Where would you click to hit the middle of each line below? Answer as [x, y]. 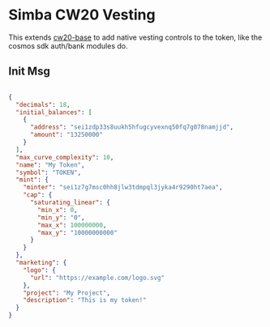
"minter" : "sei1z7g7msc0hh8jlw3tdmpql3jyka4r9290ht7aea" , [123, 188]
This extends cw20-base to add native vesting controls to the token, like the [135, 37]
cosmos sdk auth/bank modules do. [68, 45]
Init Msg [29, 72]
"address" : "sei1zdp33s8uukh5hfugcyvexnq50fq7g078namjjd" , [131, 127]
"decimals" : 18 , [43, 104]
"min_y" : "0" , [61, 217]
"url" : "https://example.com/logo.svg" [97, 278]
